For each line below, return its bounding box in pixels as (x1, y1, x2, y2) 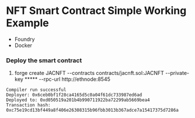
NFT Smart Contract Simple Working (6, 4, 187, 17)
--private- (165, 70, 190, 77)
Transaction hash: (6, 102, 51, 108)
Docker (14, 42, 33, 49)
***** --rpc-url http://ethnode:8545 (24, 76, 111, 83)
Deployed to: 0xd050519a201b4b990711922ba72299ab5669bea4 (6, 97, 150, 103)
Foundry (14, 35, 35, 42)
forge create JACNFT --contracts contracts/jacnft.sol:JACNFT (14, 70, 165, 77)
